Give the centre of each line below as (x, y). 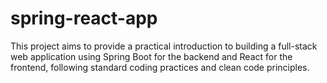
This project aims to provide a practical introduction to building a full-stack (164, 46)
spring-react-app (84, 18)
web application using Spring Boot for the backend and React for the (151, 56)
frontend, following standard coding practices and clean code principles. (160, 67)
